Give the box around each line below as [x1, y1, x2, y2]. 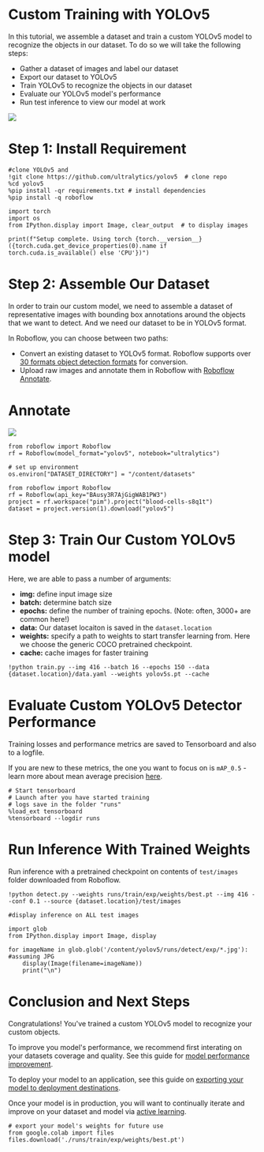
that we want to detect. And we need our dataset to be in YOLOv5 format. [8, 318, 247, 327]
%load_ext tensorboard [8, 808, 83, 815]
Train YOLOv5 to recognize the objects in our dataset [19, 81, 192, 90]
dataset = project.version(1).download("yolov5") [8, 504, 175, 513]
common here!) [19, 614, 70, 623]
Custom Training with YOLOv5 [8, 6, 210, 24]
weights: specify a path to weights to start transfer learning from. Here [19, 631, 251, 641]
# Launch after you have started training [8, 793, 150, 801]
